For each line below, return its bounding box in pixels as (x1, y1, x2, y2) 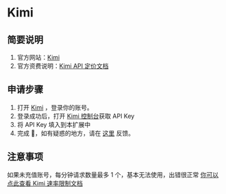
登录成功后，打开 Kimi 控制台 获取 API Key (16, 112, 135, 120)
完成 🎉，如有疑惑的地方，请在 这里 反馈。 (16, 129, 135, 137)
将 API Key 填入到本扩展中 (16, 120, 91, 128)
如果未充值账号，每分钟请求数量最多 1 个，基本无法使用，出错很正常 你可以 (7, 170, 219, 179)
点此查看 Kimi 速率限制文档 (7, 179, 84, 187)
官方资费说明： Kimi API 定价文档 (16, 62, 109, 70)
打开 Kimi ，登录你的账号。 (16, 103, 94, 111)
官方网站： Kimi (16, 53, 60, 61)
